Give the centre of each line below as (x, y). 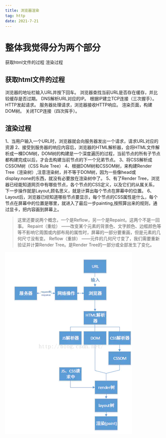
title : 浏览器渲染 (22, 10)
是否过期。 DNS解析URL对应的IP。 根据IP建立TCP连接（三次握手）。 (87, 99)
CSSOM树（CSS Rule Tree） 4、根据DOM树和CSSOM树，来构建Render (79, 166)
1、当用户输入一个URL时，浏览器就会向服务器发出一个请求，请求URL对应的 (82, 141)
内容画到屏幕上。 (44, 209)
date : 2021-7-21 (22, 21)
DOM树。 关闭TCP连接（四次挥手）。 (43, 111)
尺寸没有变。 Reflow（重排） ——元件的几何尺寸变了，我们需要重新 (91, 238)
